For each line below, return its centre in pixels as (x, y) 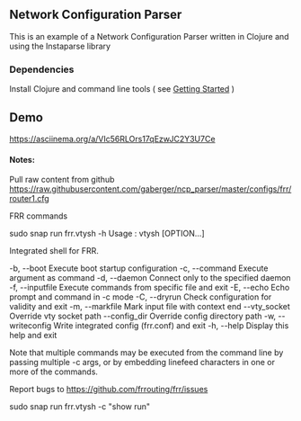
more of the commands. (54, 372)
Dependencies (42, 69)
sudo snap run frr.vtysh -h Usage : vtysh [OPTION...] (107, 234)
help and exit (33, 336)
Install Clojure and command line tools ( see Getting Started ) (122, 89)
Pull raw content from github (62, 180)
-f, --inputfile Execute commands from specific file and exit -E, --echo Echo (150, 288)
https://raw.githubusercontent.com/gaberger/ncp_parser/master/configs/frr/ (150, 189)
